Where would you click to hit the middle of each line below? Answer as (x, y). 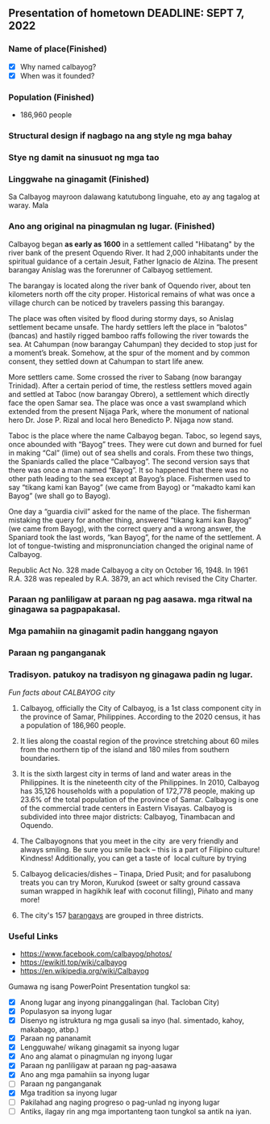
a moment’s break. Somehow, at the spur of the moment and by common (129, 353)
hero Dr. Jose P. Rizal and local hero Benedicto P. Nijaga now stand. (121, 420)
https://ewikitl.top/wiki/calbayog (73, 962)
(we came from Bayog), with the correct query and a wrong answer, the (127, 528)
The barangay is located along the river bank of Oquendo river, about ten (130, 285)
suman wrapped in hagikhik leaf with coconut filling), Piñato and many (137, 891)
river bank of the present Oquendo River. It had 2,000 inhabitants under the (133, 252)
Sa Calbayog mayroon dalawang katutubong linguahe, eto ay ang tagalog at (134, 196)
